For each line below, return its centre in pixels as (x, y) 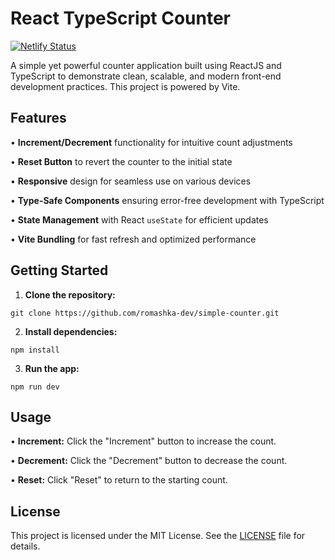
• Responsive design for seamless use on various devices (131, 181)
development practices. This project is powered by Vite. (125, 86)
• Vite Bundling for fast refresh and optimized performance (133, 239)
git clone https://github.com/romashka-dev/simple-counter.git (145, 313)
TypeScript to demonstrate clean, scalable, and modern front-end (146, 76)
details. (25, 546)
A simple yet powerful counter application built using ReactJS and (146, 65)
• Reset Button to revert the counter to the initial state (121, 161)
